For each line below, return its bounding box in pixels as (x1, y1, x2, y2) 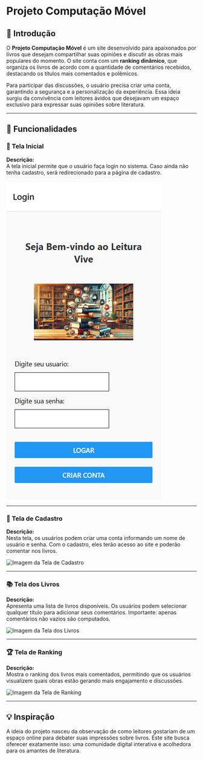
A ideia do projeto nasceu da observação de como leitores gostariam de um (6, 728, 195, 735)
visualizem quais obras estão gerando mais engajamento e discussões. (6, 677, 184, 684)
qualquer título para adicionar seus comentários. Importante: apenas (6, 609, 177, 616)
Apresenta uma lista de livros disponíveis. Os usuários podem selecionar (6, 602, 187, 610)
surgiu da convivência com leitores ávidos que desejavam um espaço (6, 95, 179, 101)
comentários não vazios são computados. (6, 615, 111, 623)
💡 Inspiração (6, 712, 55, 722)
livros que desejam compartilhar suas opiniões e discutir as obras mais (6, 51, 183, 58)
